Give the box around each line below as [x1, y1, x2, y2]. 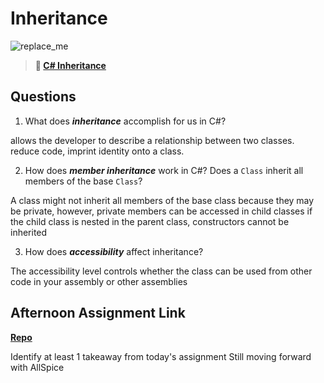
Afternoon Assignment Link [10, 305, 186, 322]
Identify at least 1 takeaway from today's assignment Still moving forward [10, 350, 312, 362]
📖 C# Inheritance [34, 59, 107, 71]
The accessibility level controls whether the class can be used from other [10, 265, 313, 277]
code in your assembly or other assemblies [10, 275, 188, 287]
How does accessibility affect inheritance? [24, 245, 204, 257]
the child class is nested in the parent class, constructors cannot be [10, 215, 290, 227]
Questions [10, 88, 77, 106]
